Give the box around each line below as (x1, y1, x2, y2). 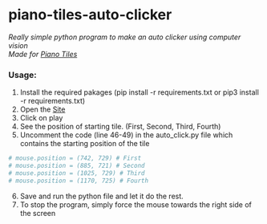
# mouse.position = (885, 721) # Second (8, 162, 146, 170)
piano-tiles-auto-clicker (8, 6, 172, 24)
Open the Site (19, 104, 66, 114)
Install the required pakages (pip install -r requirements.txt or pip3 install (19, 88, 259, 97)
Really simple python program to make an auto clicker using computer (8, 32, 241, 42)
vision (8, 40, 28, 50)
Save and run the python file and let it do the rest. (19, 191, 184, 201)
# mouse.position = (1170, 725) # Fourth (8, 177, 149, 185)
